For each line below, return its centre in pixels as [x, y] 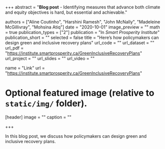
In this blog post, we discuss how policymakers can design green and [76, 136]
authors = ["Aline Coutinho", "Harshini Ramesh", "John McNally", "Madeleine [83, 22]
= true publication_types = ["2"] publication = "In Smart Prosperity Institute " [82, 32]
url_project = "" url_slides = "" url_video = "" [50, 58]
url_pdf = [14, 48]
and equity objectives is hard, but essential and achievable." [66, 12]
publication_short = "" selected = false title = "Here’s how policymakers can [82, 37]
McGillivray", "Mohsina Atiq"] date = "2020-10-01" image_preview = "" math [83, 27]
